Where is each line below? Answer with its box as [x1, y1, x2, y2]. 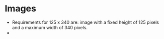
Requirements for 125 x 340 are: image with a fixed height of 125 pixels [12, 19, 159, 25]
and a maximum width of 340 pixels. [12, 24, 88, 30]
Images [5, 3, 36, 14]
